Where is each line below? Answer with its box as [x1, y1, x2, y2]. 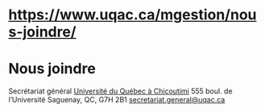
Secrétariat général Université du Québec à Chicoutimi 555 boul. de [8, 86, 233, 96]
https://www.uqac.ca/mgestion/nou [8, 6, 257, 24]
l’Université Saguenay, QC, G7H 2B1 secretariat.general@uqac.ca [8, 95, 226, 105]
